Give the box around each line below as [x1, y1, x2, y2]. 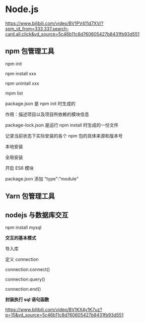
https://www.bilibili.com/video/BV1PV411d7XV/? [5, 20, 104, 26]
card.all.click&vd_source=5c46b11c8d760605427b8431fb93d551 [5, 31, 140, 37]
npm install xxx [5, 70, 37, 76]
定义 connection [5, 256, 39, 262]
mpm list [5, 90, 23, 96]
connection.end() [5, 286, 41, 292]
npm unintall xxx [5, 80, 39, 86]
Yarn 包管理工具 [5, 192, 55, 201]
